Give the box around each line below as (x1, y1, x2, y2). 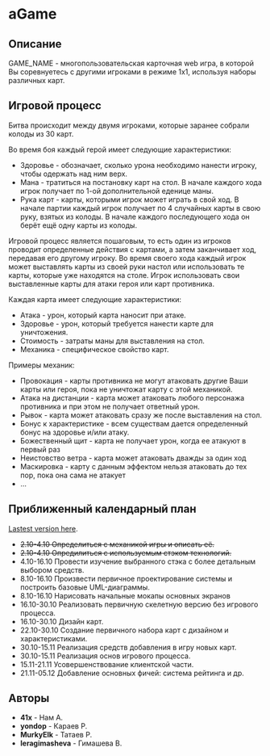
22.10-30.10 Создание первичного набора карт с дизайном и (19, 625, 229, 635)
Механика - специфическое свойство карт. (19, 344, 169, 354)
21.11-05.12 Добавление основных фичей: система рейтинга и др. (19, 668, 244, 678)
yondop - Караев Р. (19, 721, 88, 731)
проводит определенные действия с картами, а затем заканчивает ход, (8, 244, 257, 254)
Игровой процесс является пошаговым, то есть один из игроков (8, 236, 231, 246)
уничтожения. (19, 327, 69, 337)
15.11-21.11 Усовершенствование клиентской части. (19, 659, 194, 669)
